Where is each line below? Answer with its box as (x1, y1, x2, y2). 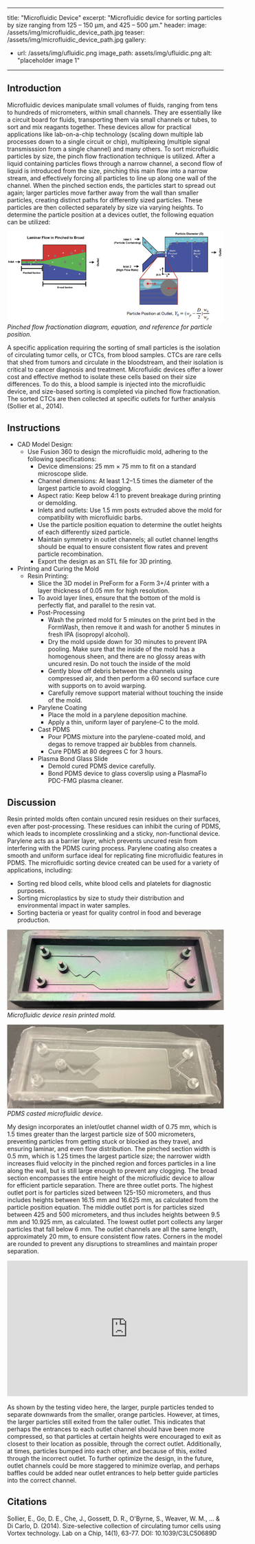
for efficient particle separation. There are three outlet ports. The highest (7, 1181, 213, 1189)
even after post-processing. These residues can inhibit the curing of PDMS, (7, 822, 221, 830)
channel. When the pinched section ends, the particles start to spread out (7, 181, 216, 189)
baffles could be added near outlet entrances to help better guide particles (7, 1468, 219, 1477)
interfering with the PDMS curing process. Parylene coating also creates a (7, 844, 217, 852)
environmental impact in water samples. (16, 901, 131, 909)
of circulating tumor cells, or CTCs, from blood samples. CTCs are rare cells (7, 351, 222, 359)
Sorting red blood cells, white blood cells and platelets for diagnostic (16, 879, 212, 888)
